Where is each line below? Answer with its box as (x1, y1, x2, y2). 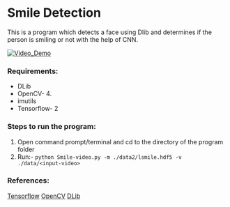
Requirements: (7, 66, 59, 76)
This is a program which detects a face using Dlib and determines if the (7, 28, 213, 36)
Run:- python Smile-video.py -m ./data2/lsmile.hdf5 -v (17, 152, 183, 161)
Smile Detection (7, 5, 101, 21)
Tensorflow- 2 (17, 105, 59, 113)
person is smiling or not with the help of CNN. (7, 35, 138, 43)
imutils (17, 97, 37, 105)
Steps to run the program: (7, 122, 96, 132)
